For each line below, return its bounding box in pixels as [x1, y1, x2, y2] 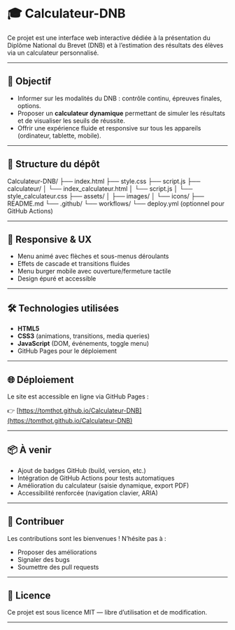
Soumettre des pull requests [17, 563, 99, 571]
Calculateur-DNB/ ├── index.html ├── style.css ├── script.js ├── [7, 177, 201, 185]
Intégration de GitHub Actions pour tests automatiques [17, 474, 175, 482]
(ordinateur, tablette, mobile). [17, 131, 101, 140]
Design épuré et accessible [17, 274, 97, 283]
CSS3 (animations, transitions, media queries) [17, 332, 150, 340]
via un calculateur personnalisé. [7, 48, 99, 57]
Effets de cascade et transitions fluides [17, 260, 131, 268]
